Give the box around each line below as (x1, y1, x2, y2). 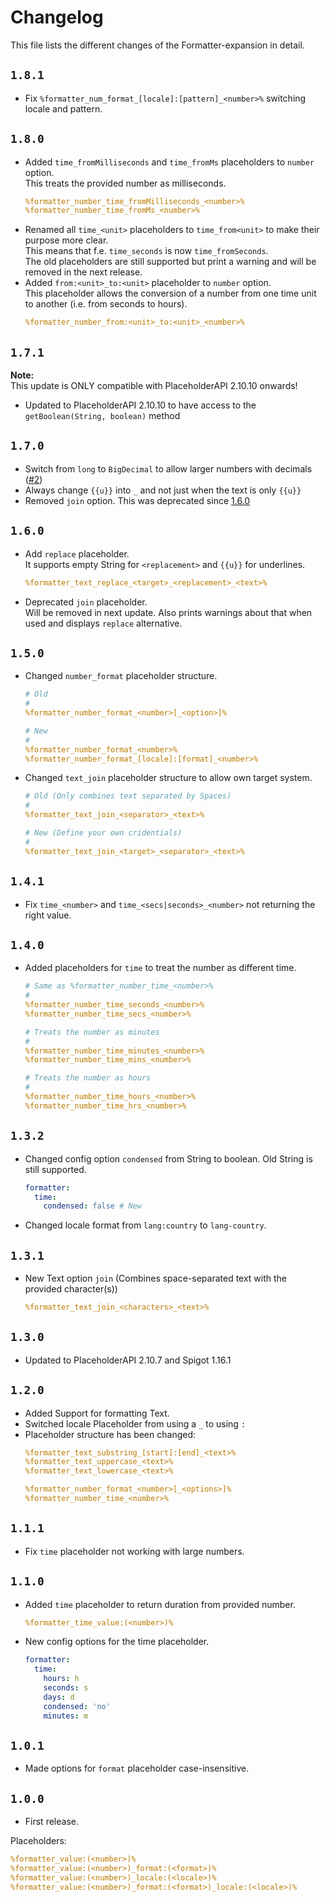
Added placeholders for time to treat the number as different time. (24, 962, 297, 974)
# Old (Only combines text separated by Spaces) (24, 791, 232, 801)
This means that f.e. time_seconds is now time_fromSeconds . (24, 245, 269, 257)
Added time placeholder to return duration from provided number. (24, 1598, 296, 1610)
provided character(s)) (24, 1283, 118, 1295)
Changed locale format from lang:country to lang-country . (24, 1219, 267, 1231)
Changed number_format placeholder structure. (24, 670, 218, 682)
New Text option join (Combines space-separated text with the (24, 1272, 288, 1285)
